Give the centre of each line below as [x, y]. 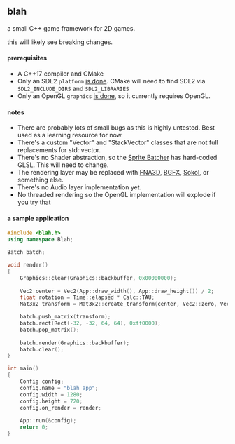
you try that [34, 202]
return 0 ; [34, 427]
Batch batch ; [26, 253]
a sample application [38, 218]
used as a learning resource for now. [70, 135]
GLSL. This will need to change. [63, 165]
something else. [41, 180]
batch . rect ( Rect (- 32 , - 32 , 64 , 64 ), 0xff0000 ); [91, 323]
